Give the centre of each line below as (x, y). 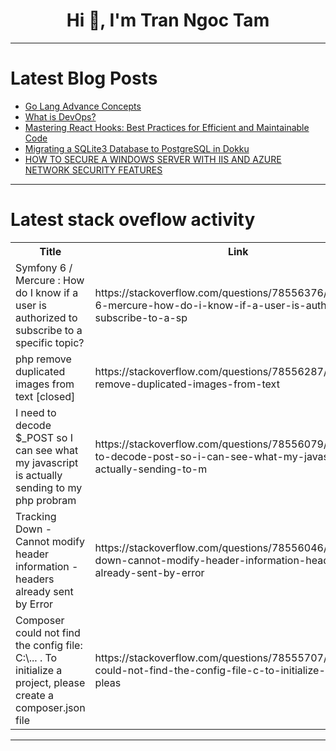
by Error (34, 604)
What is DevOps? (60, 116)
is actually (39, 475)
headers (35, 579)
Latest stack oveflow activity (133, 220)
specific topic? (50, 342)
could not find (48, 632)
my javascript (47, 462)
